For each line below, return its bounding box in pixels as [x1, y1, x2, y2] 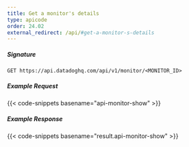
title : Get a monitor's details [7, 10, 99, 17]
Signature [7, 50, 36, 58]
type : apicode [7, 16, 48, 23]
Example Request [7, 81, 58, 90]
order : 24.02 [7, 23, 45, 29]
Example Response [7, 114, 63, 123]
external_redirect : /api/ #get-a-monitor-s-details [7, 29, 155, 36]
